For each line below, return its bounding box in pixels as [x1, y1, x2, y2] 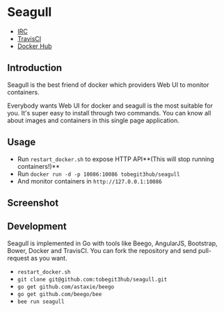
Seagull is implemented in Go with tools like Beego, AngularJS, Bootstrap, [7, 239, 218, 247]
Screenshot [7, 197, 59, 208]
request [7, 254, 30, 262]
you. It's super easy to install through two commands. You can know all [7, 108, 211, 117]
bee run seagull [17, 298, 65, 305]
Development [7, 220, 67, 233]
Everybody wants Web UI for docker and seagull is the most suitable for [7, 101, 214, 110]
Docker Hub [17, 42, 52, 50]
